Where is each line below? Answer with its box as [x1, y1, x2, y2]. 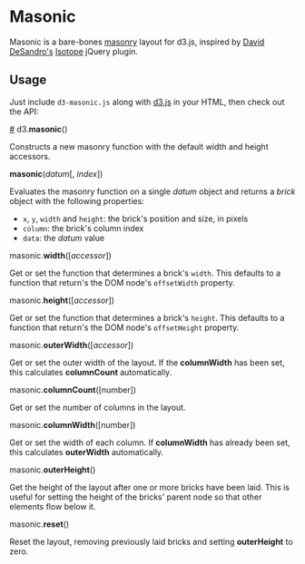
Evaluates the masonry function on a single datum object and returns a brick [9, 186, 296, 197]
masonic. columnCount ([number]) [9, 384, 137, 395]
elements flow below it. [9, 501, 96, 511]
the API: [9, 106, 39, 117]
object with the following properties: [9, 195, 145, 206]
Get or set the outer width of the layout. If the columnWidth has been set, [9, 356, 285, 368]
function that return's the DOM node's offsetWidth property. [9, 277, 236, 287]
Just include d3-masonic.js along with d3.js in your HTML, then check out [9, 96, 285, 107]
